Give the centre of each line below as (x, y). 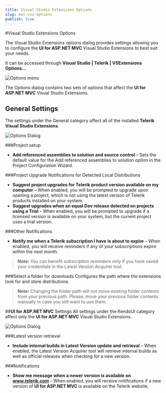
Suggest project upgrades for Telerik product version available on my (85, 185)
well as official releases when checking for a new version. (71, 356)
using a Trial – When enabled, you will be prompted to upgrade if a (81, 211)
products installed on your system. (48, 201)
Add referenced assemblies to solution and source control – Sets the (84, 155)
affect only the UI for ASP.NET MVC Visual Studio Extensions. (69, 317)
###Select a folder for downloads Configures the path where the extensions (83, 276)
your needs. (17, 53)
